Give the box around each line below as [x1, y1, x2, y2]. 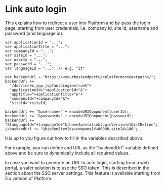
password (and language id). [5, 30, 64, 36]
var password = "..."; [5, 61, 52, 66]
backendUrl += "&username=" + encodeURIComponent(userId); [5, 109, 129, 114]
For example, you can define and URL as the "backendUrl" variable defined [5, 144, 159, 150]
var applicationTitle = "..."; [5, 44, 70, 49]
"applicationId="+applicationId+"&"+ [9, 88, 87, 92]
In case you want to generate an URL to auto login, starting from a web [5, 159, 149, 165]
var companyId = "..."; [5, 48, 54, 53]
